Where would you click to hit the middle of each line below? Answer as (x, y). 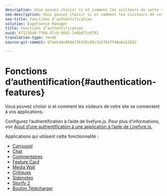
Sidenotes (23, 178)
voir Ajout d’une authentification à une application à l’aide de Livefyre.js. (79, 126)
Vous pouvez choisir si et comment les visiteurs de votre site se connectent (83, 106)
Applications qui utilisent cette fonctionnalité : (52, 136)
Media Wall (24, 167)
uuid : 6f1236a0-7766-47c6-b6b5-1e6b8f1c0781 (52, 33)
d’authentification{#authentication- (81, 82)
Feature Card (26, 162)
